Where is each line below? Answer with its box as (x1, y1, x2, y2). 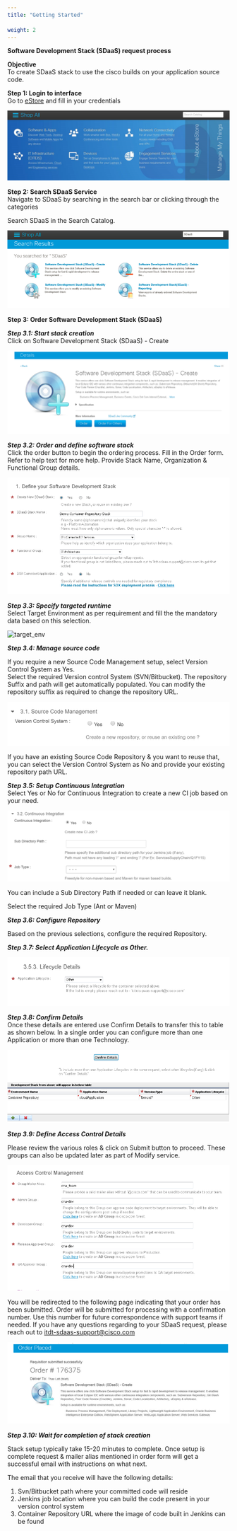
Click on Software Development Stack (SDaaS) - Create (7, 337, 169, 345)
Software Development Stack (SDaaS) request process (7, 47, 171, 55)
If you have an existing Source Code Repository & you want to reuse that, (7, 753, 220, 761)
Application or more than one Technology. (7, 1035, 129, 1044)
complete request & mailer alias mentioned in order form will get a (7, 1452, 199, 1460)
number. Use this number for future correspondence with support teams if (7, 1312, 224, 1321)
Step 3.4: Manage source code (7, 644, 100, 652)
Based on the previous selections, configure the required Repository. (7, 930, 207, 938)
